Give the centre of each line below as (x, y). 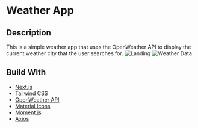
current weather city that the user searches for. (65, 53)
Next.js (24, 87)
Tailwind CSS (31, 93)
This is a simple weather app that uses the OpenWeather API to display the (99, 47)
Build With (26, 72)
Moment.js (28, 112)
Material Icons (32, 106)
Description (29, 33)
